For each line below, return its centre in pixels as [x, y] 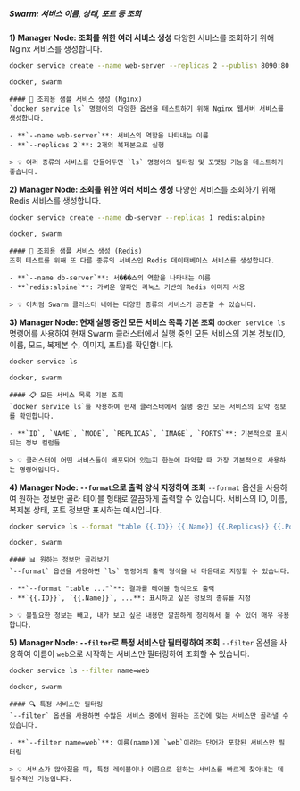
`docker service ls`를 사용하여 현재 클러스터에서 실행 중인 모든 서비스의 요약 [140, 406]
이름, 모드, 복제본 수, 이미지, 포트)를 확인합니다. [92, 345]
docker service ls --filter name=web [79, 671]
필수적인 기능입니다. [41, 779]
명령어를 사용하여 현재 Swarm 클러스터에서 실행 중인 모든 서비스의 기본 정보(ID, [147, 333]
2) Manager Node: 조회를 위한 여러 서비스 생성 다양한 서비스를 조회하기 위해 [143, 189]
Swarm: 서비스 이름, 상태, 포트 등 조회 [75, 13]
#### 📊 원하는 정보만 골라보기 [59, 560]
